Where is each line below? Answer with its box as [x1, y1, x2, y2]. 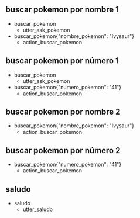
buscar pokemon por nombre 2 [5, 107, 121, 117]
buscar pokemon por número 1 [5, 56, 119, 66]
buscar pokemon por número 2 [5, 146, 121, 155]
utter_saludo [22, 206, 53, 213]
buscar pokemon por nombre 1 [5, 5, 119, 15]
